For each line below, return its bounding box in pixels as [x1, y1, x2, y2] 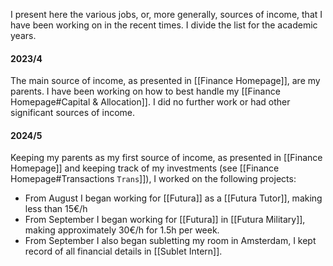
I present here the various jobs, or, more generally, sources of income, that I [10, 9, 323, 20]
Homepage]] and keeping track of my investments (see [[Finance [10, 162, 280, 174]
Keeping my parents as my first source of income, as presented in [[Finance [10, 152, 323, 164]
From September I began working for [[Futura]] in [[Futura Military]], [24, 214, 306, 226]
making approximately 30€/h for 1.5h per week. [24, 224, 220, 236]
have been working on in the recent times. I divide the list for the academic [10, 19, 318, 31]
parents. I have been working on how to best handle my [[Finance [10, 85, 281, 98]
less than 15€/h [24, 203, 88, 215]
